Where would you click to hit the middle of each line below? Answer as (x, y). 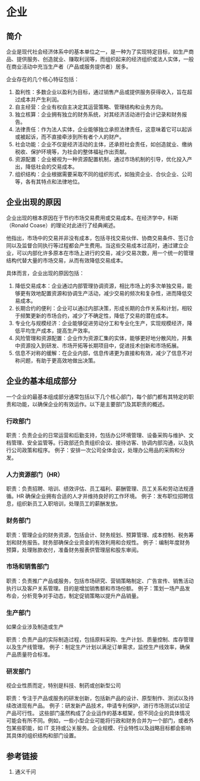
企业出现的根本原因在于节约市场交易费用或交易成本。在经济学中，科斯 (92, 218)
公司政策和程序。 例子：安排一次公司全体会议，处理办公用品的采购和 (95, 450)
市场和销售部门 (28, 566)
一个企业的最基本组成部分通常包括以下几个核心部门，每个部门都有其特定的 (97, 396)
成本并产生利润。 (41, 99)
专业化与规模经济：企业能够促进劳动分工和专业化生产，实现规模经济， (101, 323)
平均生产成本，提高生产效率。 (57, 330)
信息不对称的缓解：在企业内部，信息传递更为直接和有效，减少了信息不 (101, 353)
